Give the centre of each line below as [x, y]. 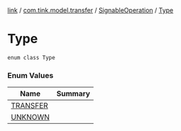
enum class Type [31, 57]
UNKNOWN [30, 118]
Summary [73, 93]
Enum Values [31, 75]
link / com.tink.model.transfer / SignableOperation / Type [90, 10]
